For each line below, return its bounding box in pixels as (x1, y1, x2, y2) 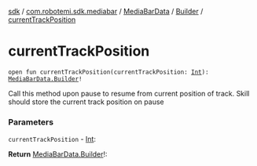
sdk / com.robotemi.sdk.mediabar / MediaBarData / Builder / (8, 7, 204, 16)
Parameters (8, 117, 53, 128)
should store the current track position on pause (8, 97, 164, 106)
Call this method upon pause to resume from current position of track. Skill (8, 88, 250, 98)
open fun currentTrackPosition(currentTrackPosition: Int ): (8, 68, 210, 76)
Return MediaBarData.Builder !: (8, 150, 108, 159)
